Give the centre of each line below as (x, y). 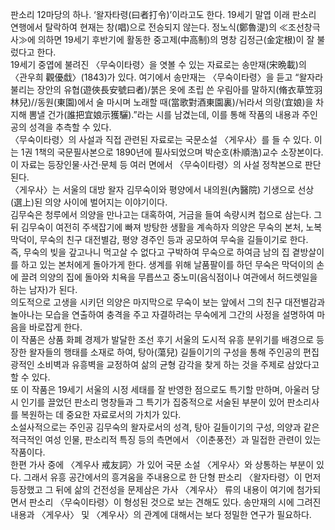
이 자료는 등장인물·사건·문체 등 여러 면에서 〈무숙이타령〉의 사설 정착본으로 (156, 164)
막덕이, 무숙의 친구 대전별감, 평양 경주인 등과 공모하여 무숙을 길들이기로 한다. (159, 239)
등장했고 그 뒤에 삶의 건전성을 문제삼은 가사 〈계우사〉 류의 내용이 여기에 (152, 489)
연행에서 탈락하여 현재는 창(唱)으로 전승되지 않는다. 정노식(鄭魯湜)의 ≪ (149, 27)
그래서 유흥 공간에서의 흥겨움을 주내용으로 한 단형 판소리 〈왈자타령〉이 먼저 (172, 477)
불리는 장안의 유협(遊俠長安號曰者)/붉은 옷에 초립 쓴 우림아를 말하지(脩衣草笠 (162, 89)
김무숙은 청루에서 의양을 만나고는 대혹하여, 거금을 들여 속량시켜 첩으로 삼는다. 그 (166, 214)
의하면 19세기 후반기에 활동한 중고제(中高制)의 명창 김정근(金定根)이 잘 (176, 39)
